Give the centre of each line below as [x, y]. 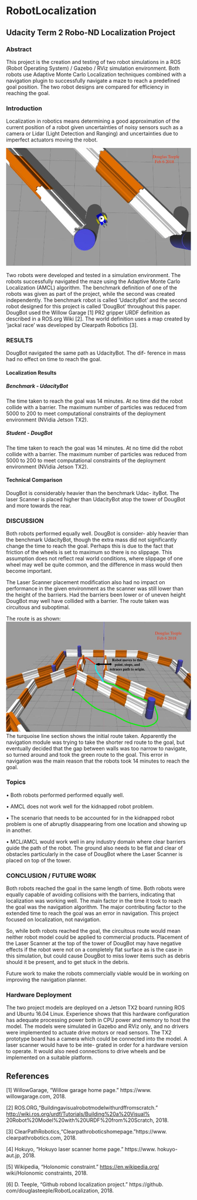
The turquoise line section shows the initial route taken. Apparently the [91, 736]
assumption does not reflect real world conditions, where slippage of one [94, 558]
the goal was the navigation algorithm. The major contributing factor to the [96, 907]
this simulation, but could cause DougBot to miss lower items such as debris [98, 956]
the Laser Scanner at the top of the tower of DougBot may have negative [94, 943]
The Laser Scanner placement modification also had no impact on [86, 582]
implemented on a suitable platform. [50, 1057]
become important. [29, 571]
